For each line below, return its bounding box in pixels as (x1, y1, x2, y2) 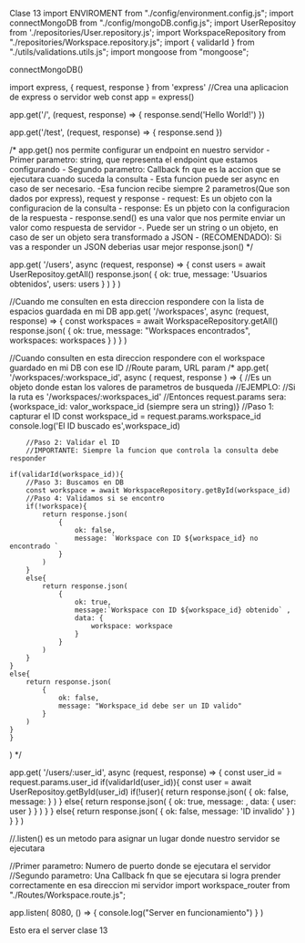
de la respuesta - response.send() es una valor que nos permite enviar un (9, 212, 286, 223)
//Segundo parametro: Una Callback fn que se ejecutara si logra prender (9, 870, 281, 881)
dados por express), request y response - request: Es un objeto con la (9, 193, 273, 203)
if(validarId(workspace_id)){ (9, 470, 125, 479)
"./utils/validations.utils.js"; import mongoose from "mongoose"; (9, 47, 249, 57)
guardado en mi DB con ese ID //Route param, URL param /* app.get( (9, 362, 269, 373)
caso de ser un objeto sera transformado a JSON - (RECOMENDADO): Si (9, 232, 282, 243)
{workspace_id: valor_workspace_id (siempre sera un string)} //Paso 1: (9, 401, 275, 411)
